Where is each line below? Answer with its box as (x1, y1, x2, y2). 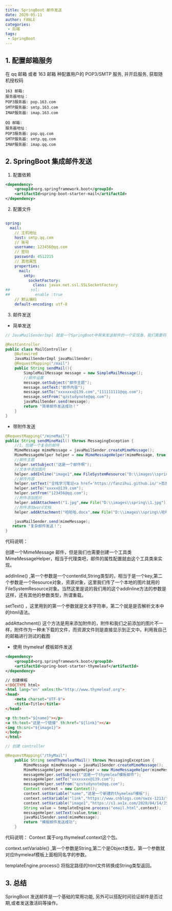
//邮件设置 (24, 375, 44, 380)
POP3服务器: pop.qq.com (5, 131, 54, 136)
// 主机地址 (14, 230, 37, 236)
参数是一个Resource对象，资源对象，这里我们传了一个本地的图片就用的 (9, 579, 160, 585)
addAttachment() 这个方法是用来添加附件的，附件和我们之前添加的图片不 (5, 620, 159, 626)
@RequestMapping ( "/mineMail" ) (5, 433, 70, 438)
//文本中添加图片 (14, 467, 46, 472)
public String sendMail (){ (14, 366, 72, 371)
